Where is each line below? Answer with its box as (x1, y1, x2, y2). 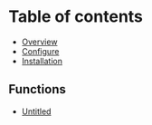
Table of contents (8, 6, 144, 27)
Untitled (21, 106, 52, 117)
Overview (21, 36, 58, 47)
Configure (21, 45, 60, 56)
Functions (8, 82, 67, 97)
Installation (21, 55, 63, 66)
